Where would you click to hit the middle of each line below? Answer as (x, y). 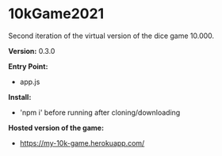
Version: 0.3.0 (32, 51)
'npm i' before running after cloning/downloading (100, 112)
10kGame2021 (56, 14)
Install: (20, 97)
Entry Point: (28, 66)
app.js (30, 82)
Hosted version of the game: (56, 127)
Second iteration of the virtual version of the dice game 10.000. (111, 36)
